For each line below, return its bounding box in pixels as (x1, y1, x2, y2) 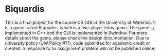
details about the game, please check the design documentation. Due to (5, 35, 150, 41)
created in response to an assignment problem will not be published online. (5, 45, 156, 51)
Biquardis (5, 3, 45, 15)
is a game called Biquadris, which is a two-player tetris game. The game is (5, 24, 154, 30)
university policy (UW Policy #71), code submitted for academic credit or (5, 40, 150, 46)
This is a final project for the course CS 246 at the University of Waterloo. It (5, 19, 156, 25)
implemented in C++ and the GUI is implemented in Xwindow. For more (5, 30, 147, 36)
